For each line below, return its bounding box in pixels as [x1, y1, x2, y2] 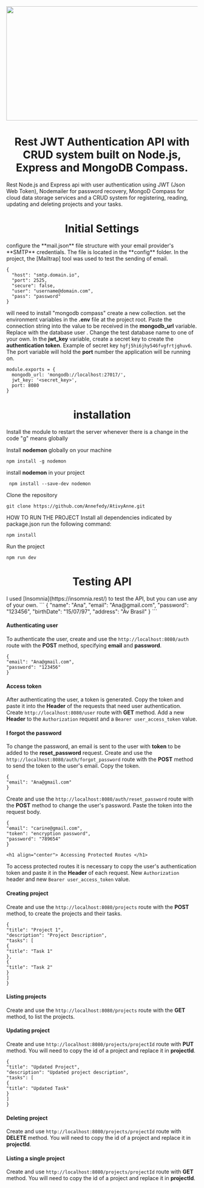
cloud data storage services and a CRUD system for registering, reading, [6, 194, 188, 201]
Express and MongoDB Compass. [16, 161, 188, 175]
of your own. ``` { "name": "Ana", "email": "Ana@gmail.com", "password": [6, 601, 189, 609]
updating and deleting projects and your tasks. [6, 200, 123, 208]
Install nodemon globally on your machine [6, 446, 112, 453]
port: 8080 [12, 382, 39, 389]
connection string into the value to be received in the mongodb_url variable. [6, 322, 197, 330]
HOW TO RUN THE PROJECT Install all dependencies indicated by [6, 514, 172, 521]
